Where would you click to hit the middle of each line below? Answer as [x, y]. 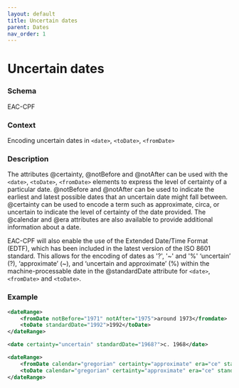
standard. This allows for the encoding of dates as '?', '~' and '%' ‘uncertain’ [119, 256]
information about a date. [44, 227]
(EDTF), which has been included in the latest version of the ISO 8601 [109, 249]
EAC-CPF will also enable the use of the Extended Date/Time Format [108, 241]
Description [28, 158]
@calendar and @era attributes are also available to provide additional [110, 220]
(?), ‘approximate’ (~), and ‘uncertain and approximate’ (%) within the [108, 264]
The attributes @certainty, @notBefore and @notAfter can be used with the [118, 174]
